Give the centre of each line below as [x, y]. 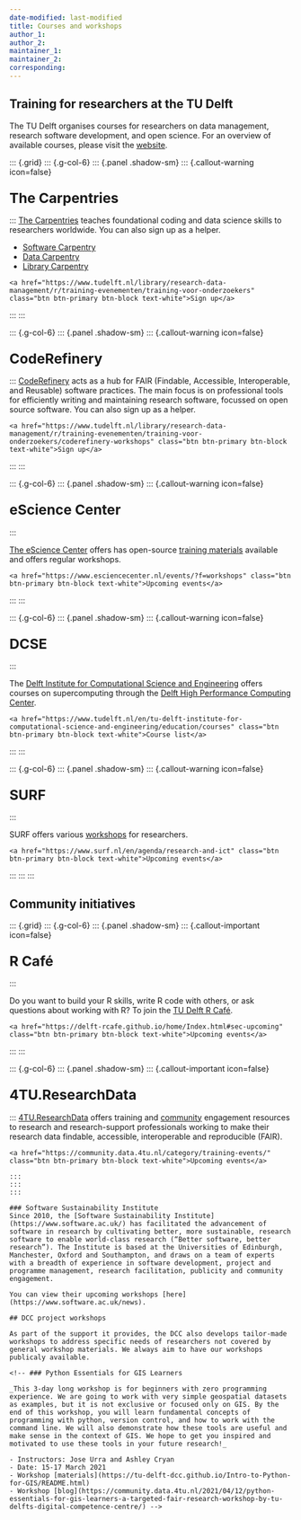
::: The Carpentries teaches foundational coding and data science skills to [146, 220]
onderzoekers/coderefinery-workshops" [82, 442]
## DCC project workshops [58, 1318]
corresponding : [38, 68]
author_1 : [28, 34]
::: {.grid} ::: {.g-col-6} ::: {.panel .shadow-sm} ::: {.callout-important [135, 925]
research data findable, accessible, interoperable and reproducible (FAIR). [146, 1136]
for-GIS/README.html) [50, 1483]
